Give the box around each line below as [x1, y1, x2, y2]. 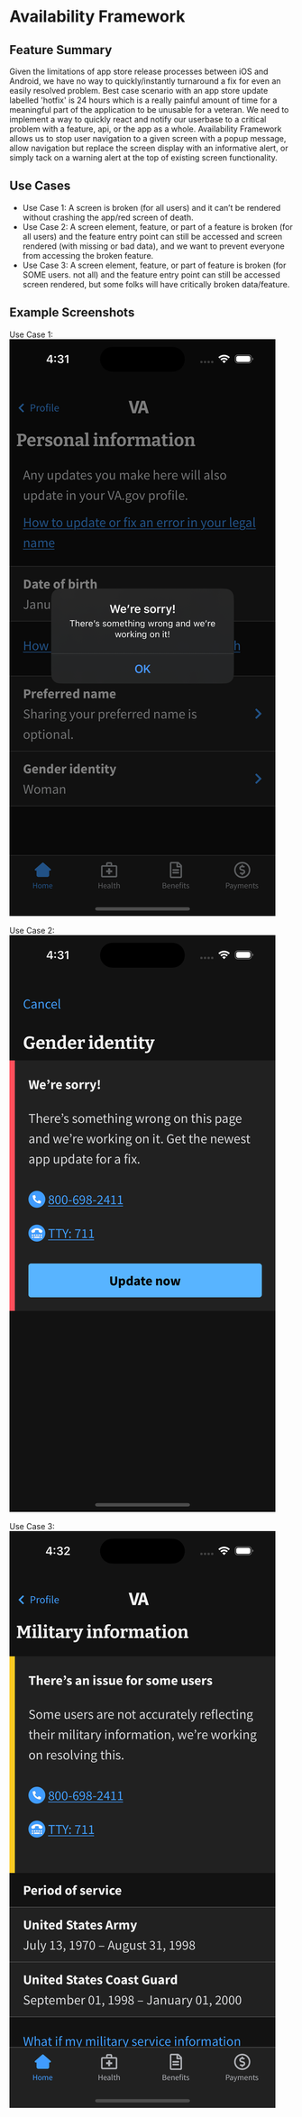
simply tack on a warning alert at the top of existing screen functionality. [9, 152, 278, 163]
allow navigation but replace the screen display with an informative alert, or [9, 142, 288, 153]
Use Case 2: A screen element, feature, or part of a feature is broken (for [22, 221, 293, 232]
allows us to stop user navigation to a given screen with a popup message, [9, 133, 287, 143]
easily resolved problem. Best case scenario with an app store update [9, 86, 269, 96]
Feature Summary [9, 42, 113, 58]
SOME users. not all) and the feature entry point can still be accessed [22, 269, 281, 280]
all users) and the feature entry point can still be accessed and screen [22, 231, 282, 242]
